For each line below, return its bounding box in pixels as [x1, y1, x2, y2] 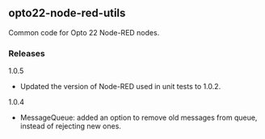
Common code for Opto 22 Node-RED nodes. [8, 27, 160, 37]
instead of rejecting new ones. [19, 121, 121, 131]
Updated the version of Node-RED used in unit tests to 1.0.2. [19, 82, 221, 92]
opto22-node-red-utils [8, 6, 126, 20]
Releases [8, 47, 46, 59]
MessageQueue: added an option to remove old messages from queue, [19, 112, 258, 123]
